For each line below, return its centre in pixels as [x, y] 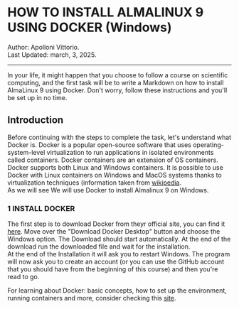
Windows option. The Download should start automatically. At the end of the [119, 239]
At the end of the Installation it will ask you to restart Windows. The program [119, 254]
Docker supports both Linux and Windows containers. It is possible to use [116, 167]
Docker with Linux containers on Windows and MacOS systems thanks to [115, 175]
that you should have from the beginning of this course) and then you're [113, 269]
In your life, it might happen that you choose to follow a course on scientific [118, 75]
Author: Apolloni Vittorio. [43, 47]
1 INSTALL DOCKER [41, 208]
